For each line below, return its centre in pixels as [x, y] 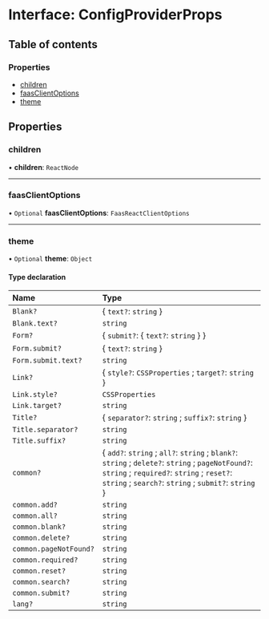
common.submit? [41, 593]
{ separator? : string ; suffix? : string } [175, 418]
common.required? [45, 560]
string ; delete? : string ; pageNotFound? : [178, 463]
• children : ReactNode [44, 167]
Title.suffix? [39, 441]
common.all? [35, 516]
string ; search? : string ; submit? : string [179, 483]
